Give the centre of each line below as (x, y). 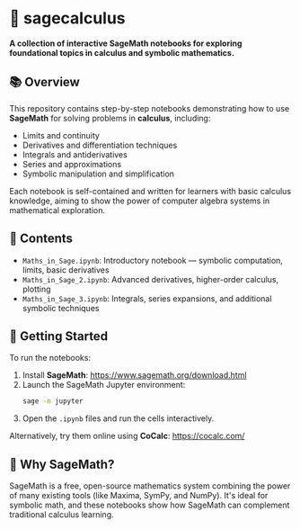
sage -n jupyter (53, 401)
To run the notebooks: (50, 358)
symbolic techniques (61, 308)
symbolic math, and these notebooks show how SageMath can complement (150, 505)
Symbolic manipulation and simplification (98, 174)
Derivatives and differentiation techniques (100, 145)
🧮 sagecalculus (67, 18)
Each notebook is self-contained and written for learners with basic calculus (150, 191)
